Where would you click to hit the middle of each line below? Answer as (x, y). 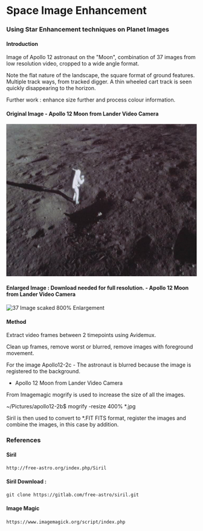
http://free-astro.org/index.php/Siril (56, 468)
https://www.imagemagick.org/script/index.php (66, 522)
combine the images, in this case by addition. (63, 425)
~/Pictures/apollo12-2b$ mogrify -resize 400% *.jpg (71, 407)
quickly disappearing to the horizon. (51, 88)
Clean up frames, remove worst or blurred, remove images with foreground (100, 347)
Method (16, 321)
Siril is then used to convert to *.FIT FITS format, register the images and (96, 418)
